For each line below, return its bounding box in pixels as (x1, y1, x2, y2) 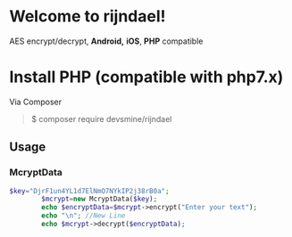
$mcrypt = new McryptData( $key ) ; (41, 194, 158, 204)
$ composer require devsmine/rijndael (30, 113, 172, 124)
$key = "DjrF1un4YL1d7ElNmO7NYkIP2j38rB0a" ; (9, 186, 170, 195)
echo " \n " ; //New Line (41, 211, 126, 220)
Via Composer (9, 96, 63, 107)
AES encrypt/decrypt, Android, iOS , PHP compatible (9, 36, 204, 46)
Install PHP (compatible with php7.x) (9, 67, 284, 87)
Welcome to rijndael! (9, 6, 166, 27)
